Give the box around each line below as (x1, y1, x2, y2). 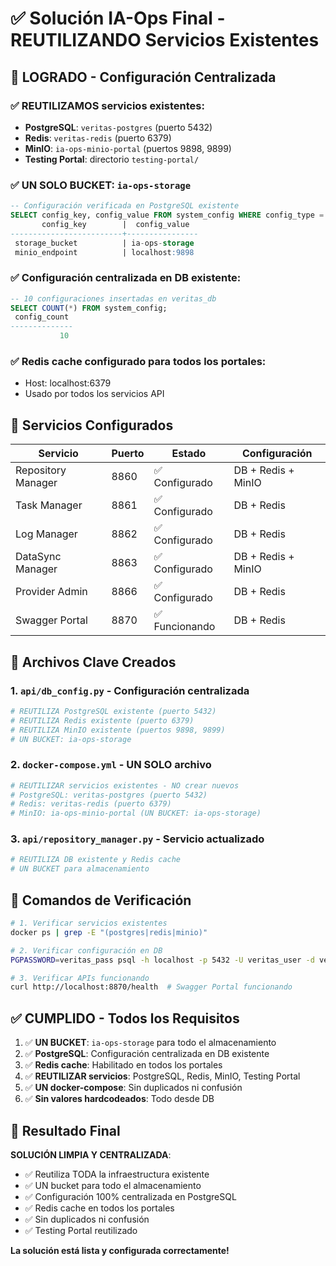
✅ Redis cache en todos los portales (24, 1202, 175, 1214)
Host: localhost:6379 (24, 377, 112, 389)
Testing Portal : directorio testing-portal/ (24, 153, 200, 165)
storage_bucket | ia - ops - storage (14, 238, 195, 248)
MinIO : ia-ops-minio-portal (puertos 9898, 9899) (24, 142, 232, 154)
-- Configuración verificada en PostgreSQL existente (10, 201, 240, 211)
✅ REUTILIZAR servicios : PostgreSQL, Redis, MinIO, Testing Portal (24, 1070, 301, 1082)
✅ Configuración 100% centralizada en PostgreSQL (24, 1190, 237, 1202)
